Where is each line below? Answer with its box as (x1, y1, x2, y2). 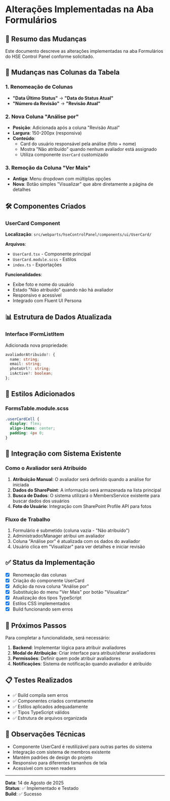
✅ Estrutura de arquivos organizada (12, 715, 88, 721)
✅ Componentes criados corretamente (12, 697, 94, 704)
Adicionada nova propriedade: (5, 342, 68, 348)
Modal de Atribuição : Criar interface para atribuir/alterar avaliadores (12, 650, 156, 656)
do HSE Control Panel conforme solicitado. (5, 53, 95, 59)
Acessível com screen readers (12, 765, 76, 771)
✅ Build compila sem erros (12, 692, 68, 698)
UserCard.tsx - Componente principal (12, 250, 91, 257)
